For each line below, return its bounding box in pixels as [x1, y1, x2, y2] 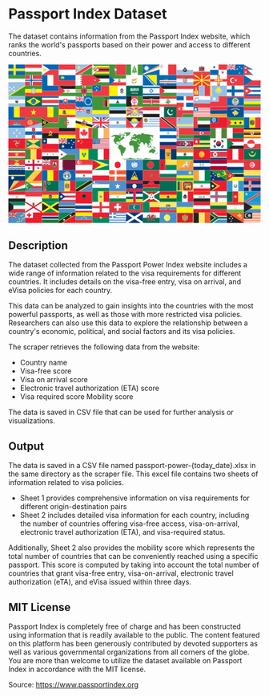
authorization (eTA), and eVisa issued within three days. [8, 577, 192, 587]
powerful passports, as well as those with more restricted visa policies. [8, 310, 243, 320]
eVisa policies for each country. [8, 286, 113, 296]
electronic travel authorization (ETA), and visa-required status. [19, 528, 226, 537]
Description [8, 238, 68, 252]
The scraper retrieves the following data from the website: [8, 342, 200, 352]
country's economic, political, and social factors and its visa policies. [8, 327, 235, 336]
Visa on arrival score [19, 375, 88, 385]
